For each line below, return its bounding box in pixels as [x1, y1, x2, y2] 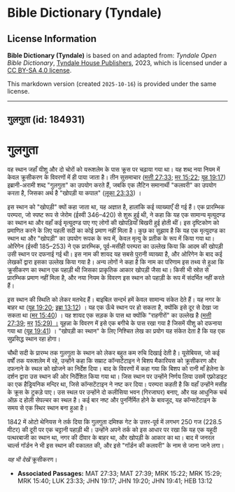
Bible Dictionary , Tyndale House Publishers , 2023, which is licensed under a [7, 59, 227, 67]
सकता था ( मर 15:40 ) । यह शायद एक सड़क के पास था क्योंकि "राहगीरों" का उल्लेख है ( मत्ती [7, 311, 212, 319]
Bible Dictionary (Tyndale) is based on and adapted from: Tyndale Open [7, 51, 217, 59]
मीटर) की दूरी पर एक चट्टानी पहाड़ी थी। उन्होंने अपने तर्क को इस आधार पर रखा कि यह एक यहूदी [7, 426, 218, 434]
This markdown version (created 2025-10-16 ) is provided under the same [7, 80, 217, 88]
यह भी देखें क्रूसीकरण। [7, 456, 58, 464]
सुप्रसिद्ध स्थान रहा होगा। [7, 335, 61, 343]
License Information [7, 33, 97, 45]
